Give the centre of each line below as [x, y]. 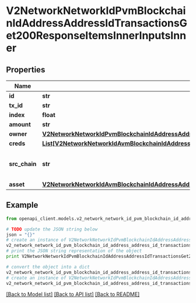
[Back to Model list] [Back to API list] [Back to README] [73, 294]
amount [20, 124]
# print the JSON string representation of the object [74, 251]
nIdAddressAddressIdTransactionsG [97, 23]
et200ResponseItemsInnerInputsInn [96, 36]
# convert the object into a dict [48, 267]
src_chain [23, 164]
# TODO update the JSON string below [52, 229]
